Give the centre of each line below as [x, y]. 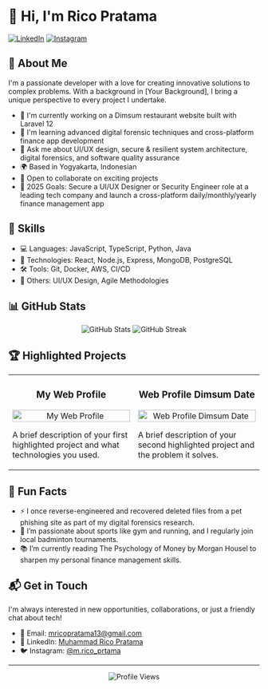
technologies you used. [56, 455]
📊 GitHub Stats [47, 306]
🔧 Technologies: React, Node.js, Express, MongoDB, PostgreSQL [126, 259]
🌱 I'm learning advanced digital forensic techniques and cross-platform [136, 132]
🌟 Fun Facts [38, 491]
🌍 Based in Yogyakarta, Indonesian [78, 166]
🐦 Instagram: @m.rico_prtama [70, 651]
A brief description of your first [70, 435]
